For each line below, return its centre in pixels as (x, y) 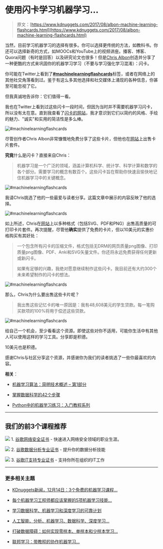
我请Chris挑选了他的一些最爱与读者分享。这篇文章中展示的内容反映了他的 (78, 197)
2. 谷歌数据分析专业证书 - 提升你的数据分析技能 (58, 450)
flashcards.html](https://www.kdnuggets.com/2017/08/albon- (79, 30)
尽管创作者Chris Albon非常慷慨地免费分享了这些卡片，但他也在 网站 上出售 (78, 138)
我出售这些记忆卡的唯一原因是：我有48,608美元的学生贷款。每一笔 (84, 305)
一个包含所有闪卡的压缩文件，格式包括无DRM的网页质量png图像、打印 (87, 246)
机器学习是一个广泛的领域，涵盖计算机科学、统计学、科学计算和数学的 (87, 165)
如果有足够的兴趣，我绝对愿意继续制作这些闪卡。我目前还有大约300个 (87, 268)
